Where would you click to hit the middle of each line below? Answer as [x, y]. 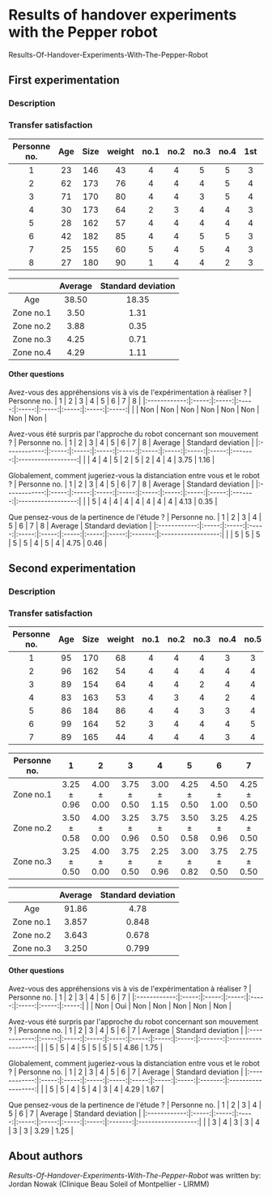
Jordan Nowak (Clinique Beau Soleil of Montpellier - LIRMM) [109, 1184]
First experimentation [64, 80]
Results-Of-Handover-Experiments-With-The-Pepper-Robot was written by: [135, 1176]
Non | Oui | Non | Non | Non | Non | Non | [164, 1005]
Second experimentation [72, 569]
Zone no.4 [32, 352]
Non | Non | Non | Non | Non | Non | [200, 409]
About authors [46, 1156]
